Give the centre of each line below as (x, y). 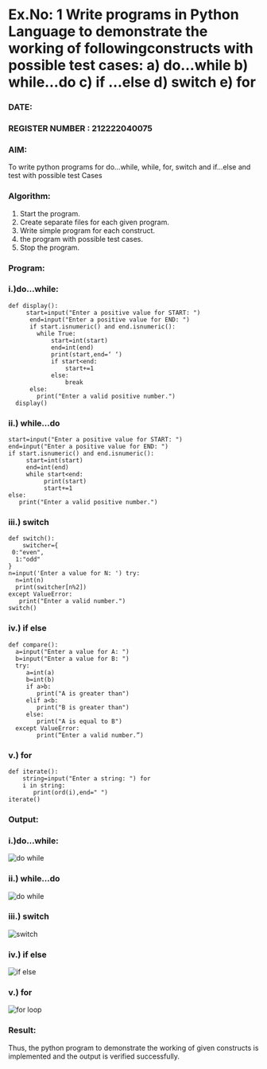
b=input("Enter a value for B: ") (72, 659)
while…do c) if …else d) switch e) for (132, 82)
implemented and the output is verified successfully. (94, 1056)
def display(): (33, 305)
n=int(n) (30, 581)
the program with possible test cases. (81, 239)
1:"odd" (28, 560)
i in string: (44, 786)
